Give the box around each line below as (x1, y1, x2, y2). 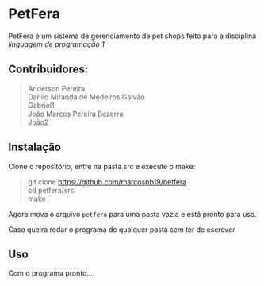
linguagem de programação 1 (8, 39, 105, 48)
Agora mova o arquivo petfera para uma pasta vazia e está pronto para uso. (8, 209, 258, 218)
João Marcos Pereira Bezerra (27, 109, 124, 118)
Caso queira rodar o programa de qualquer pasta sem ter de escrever (8, 224, 235, 234)
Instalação (8, 141, 62, 154)
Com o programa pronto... (8, 269, 94, 278)
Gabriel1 (27, 100, 55, 110)
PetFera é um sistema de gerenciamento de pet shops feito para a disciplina (8, 31, 257, 41)
